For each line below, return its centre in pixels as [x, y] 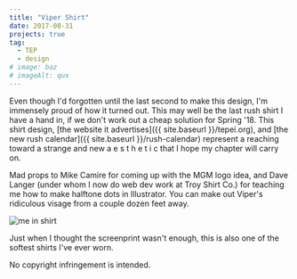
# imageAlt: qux [39, 76]
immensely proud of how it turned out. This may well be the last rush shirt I [146, 110]
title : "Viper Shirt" [49, 17]
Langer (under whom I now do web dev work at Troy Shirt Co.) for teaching [147, 185]
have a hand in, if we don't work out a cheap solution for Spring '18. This [142, 119]
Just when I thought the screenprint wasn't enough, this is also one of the [144, 238]
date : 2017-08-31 [41, 26]
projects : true [37, 34]
